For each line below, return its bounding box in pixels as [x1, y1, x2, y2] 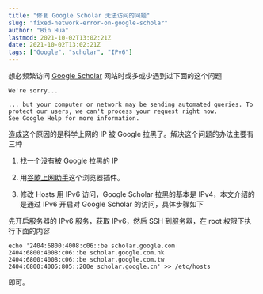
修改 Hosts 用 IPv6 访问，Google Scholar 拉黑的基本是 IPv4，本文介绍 [19, 190, 248, 198]
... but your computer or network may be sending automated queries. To [8, 100, 253, 108]
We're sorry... [8, 87, 59, 95]
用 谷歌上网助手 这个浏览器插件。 [19, 173, 124, 182]
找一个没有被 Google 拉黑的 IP [19, 156, 119, 165]
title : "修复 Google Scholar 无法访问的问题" [8, 11, 151, 20]
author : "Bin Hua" [8, 26, 69, 34]
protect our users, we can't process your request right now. [8, 107, 218, 115]
